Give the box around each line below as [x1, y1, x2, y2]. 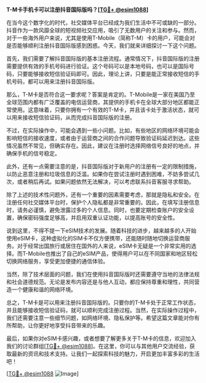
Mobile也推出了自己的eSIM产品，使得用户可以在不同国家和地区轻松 [28, 250, 198, 257]
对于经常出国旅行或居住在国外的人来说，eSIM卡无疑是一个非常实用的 [17, 242, 191, 250]
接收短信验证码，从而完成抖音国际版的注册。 [22, 114, 135, 121]
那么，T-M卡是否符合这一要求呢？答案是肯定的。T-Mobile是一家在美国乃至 [6, 91, 196, 98]
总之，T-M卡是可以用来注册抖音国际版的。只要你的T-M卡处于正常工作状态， [6, 299, 199, 306]
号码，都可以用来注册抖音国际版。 [11, 78, 98, 85]
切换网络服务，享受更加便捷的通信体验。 [6, 258, 109, 265]
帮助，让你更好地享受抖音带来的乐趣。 [11, 322, 109, 329]
